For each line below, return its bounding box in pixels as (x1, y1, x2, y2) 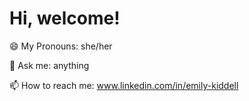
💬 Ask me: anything (9, 59, 90, 71)
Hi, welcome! (9, 7, 121, 30)
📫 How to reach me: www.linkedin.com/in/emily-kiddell (9, 79, 239, 91)
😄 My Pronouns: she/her (9, 40, 113, 52)
